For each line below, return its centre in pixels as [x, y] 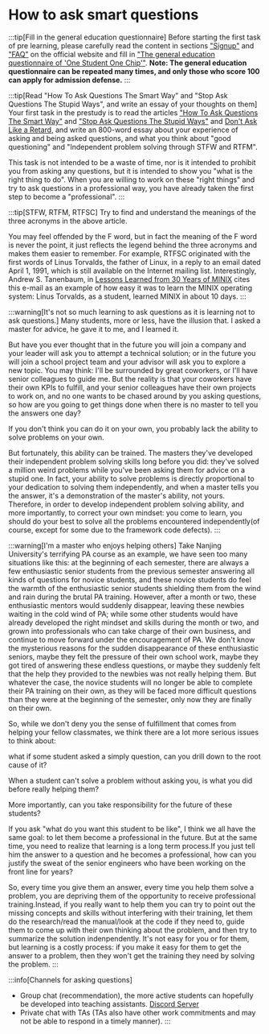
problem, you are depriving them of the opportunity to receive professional [132, 895]
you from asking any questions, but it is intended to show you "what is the [130, 171]
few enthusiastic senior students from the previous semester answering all [132, 571]
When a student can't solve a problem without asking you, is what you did [130, 780]
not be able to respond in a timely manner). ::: [95, 1021]
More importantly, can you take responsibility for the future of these [120, 804]
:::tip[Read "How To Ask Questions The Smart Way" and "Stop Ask [118, 95]
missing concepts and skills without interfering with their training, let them [130, 912]
